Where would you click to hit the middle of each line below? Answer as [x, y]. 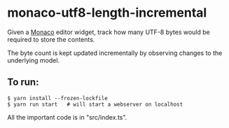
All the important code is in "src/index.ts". [67, 117]
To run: [23, 82]
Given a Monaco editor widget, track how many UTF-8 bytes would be [109, 32]
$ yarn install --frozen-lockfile [58, 98]
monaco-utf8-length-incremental [107, 13]
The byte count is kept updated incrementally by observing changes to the [115, 53]
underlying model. [34, 60]
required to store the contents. [51, 39]
